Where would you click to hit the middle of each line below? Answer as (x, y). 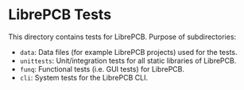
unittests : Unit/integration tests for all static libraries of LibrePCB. (128, 61)
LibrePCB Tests (60, 15)
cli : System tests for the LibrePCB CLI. (84, 77)
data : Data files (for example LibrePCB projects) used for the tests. (128, 52)
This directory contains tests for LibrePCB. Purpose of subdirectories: (122, 37)
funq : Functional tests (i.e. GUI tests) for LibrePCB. (102, 68)
